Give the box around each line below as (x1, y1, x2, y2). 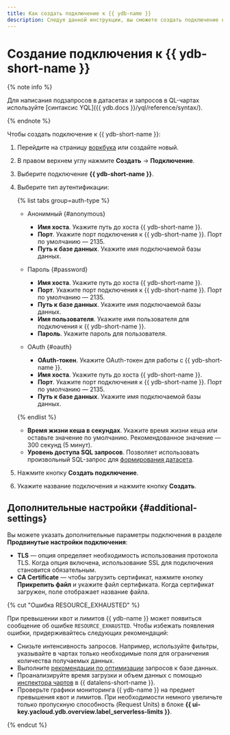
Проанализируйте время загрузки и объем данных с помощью (16, 671, 203, 680)
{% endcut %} (7, 721, 48, 730)
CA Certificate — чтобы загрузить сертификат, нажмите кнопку (16, 573, 203, 582)
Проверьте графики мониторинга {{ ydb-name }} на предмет (16, 686, 195, 694)
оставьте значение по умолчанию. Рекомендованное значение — (27, 434, 221, 442)
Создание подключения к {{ (7, 46, 177, 62)
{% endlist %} (16, 413, 57, 421)
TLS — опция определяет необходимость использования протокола (16, 551, 218, 560)
